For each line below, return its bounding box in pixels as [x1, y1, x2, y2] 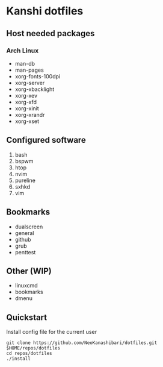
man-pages [14, 66, 44, 74]
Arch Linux [6, 46, 39, 55]
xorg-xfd [14, 98, 37, 105]
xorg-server [14, 79, 45, 86]
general [14, 229, 34, 236]
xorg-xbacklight [14, 86, 55, 93]
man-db [14, 60, 35, 67]
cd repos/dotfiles [6, 351, 52, 357]
